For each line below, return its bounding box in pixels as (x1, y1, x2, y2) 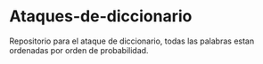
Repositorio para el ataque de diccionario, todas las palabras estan (9, 36, 255, 46)
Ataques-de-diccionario (9, 6, 193, 27)
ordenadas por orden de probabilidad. (9, 44, 149, 55)
